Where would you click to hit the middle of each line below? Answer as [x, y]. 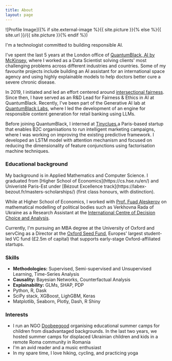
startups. [15, 244]
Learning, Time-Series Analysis [46, 274]
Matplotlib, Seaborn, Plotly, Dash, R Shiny [57, 302]
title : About [19, 10]
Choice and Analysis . [28, 218]
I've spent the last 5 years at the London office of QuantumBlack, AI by [80, 55]
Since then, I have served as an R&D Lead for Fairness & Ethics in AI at [80, 97]
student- [153, 233]
